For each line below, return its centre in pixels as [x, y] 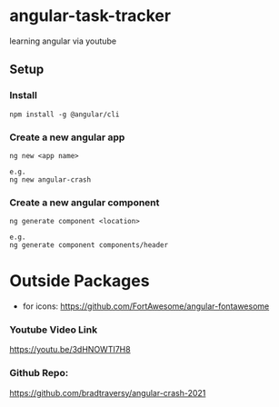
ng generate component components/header [89, 245]
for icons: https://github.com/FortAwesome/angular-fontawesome [146, 306]
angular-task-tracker [90, 16]
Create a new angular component [85, 203]
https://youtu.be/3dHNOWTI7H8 [70, 350]
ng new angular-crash [50, 179]
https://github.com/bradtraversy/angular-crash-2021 [108, 392]
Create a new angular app [67, 137]
